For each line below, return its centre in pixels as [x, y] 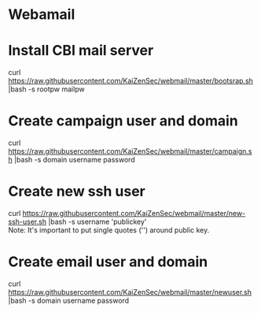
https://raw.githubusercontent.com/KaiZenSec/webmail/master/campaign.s [130, 151]
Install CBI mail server [81, 51]
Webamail [42, 15]
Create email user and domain [108, 262]
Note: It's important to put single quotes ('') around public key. [109, 230]
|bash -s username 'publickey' [97, 222]
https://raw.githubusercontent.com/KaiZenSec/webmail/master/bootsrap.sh [131, 81]
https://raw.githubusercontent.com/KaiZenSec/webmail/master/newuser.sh [130, 292]
